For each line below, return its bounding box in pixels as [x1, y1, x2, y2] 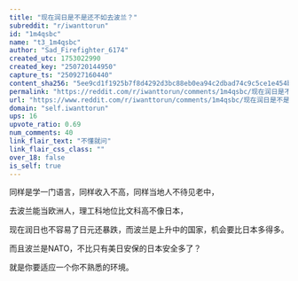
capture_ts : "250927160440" [9, 71, 114, 80]
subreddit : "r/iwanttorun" [9, 21, 109, 30]
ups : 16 [9, 112, 38, 121]
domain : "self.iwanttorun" [9, 104, 109, 113]
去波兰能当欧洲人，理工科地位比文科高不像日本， [9, 206, 188, 216]
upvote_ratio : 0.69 [9, 121, 82, 129]
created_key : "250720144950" [9, 63, 117, 72]
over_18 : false [9, 152, 66, 162]
